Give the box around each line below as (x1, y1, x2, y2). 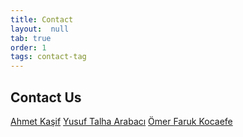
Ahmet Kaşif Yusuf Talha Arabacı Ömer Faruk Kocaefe (10, 115, 233, 127)
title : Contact (10, 14, 74, 25)
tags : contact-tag (10, 52, 87, 62)
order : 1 (10, 42, 47, 53)
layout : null (10, 24, 70, 34)
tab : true (10, 33, 52, 43)
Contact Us (10, 89, 82, 106)
